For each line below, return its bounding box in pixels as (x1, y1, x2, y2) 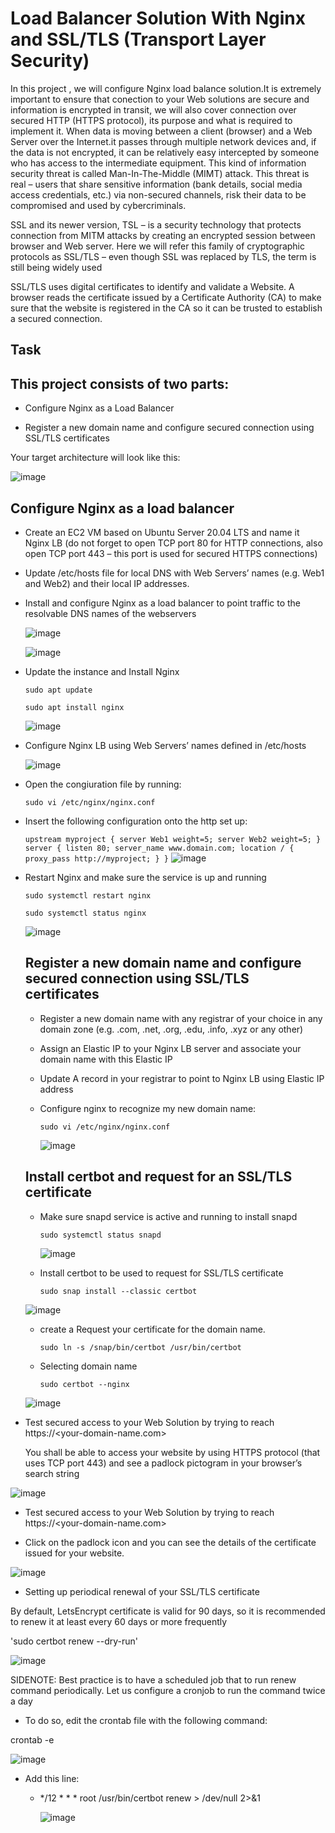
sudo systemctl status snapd (39, 1230, 162, 1240)
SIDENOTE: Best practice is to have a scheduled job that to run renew (10, 1673, 297, 1686)
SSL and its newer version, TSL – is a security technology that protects (10, 218, 302, 231)
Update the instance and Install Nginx (24, 665, 180, 677)
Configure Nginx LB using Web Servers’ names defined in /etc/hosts (24, 739, 307, 751)
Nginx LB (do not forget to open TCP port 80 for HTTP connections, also (24, 537, 323, 549)
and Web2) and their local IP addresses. (24, 577, 190, 589)
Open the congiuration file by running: (24, 778, 182, 790)
